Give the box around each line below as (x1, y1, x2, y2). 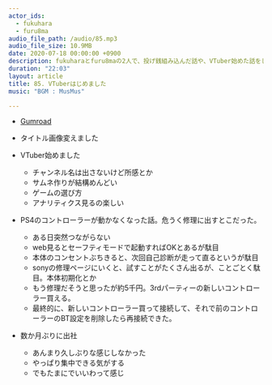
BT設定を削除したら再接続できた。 (60, 314, 176, 323)
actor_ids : (8, 11, 45, 20)
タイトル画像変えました (19, 133, 99, 143)
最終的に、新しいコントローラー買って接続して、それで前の (32, 303, 230, 313)
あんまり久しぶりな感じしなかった (32, 348, 147, 357)
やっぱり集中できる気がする (32, 358, 125, 368)
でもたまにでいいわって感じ (32, 368, 125, 378)
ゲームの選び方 (32, 188, 83, 198)
